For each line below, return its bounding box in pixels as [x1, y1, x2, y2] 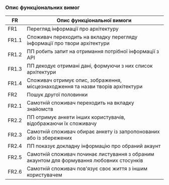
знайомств [27, 106, 54, 113]
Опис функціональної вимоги [56, 17, 132, 24]
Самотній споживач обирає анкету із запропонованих [27, 128, 160, 135]
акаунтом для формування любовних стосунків [27, 157, 143, 164]
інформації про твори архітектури [27, 40, 110, 47]
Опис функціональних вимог [5, 4, 80, 11]
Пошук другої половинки [27, 91, 88, 98]
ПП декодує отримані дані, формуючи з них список [27, 62, 153, 69]
